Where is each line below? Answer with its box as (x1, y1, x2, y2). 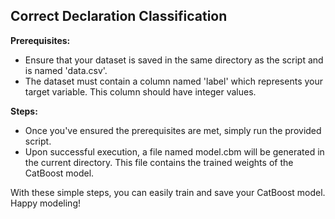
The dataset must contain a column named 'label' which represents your (24, 75, 324, 87)
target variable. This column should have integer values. (24, 85, 257, 98)
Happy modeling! (10, 197, 81, 209)
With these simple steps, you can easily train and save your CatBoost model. (10, 186, 326, 198)
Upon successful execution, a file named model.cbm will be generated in (24, 145, 325, 158)
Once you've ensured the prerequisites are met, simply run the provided (24, 124, 322, 136)
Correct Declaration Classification (10, 8, 228, 25)
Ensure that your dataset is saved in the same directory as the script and (24, 54, 324, 66)
